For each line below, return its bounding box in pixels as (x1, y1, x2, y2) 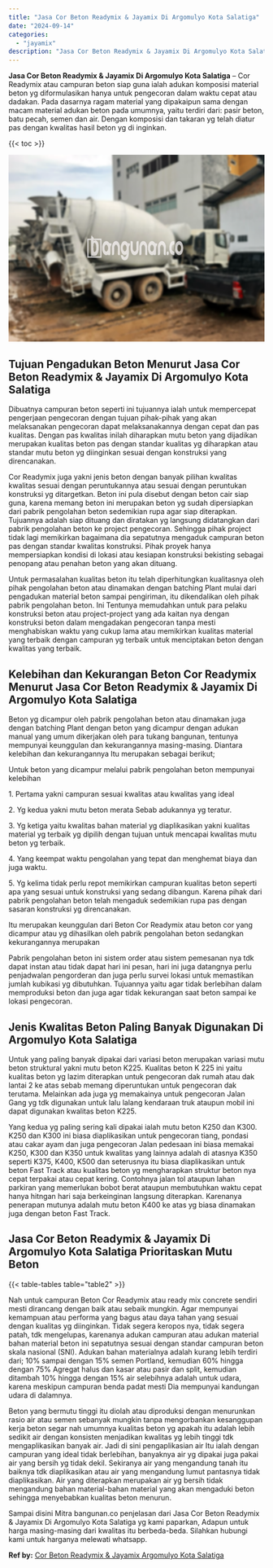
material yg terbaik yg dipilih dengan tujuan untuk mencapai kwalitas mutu (8, 829, 258, 839)
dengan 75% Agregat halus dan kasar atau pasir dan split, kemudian (8, 1364, 237, 1374)
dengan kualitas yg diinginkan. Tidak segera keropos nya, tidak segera (8, 1320, 245, 1331)
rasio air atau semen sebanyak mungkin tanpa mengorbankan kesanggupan (8, 1414, 263, 1425)
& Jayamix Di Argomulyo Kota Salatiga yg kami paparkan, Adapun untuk (8, 1517, 249, 1526)
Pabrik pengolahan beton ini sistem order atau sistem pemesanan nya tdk (8, 953, 254, 963)
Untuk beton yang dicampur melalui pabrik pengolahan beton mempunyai (8, 765, 254, 775)
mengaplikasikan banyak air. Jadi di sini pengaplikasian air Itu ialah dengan (8, 1440, 260, 1450)
